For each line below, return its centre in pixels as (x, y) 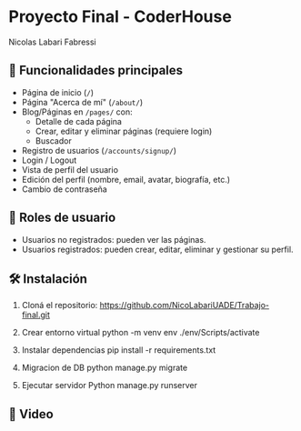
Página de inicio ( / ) (58, 92)
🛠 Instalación (48, 279)
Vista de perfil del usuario (70, 169)
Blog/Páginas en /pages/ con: (77, 112)
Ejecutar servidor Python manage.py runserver (109, 386)
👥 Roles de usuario (62, 218)
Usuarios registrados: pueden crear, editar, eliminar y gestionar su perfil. (157, 249)
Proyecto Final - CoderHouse (120, 17)
